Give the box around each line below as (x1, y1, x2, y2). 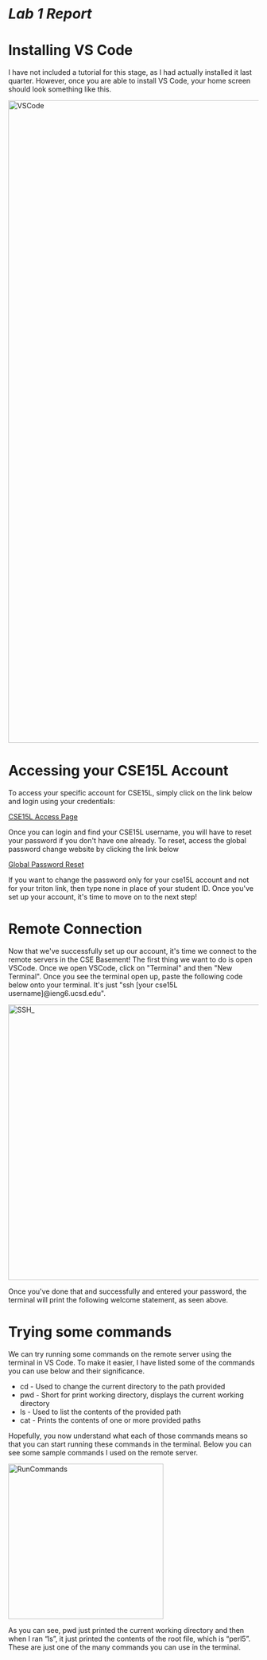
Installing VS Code (8, 41, 133, 60)
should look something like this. (8, 84, 112, 94)
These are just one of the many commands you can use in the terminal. (8, 1642, 241, 1652)
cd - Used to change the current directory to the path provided (19, 1381, 226, 1391)
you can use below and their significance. (8, 1366, 145, 1376)
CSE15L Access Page (8, 812, 78, 822)
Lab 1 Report (8, 5, 93, 23)
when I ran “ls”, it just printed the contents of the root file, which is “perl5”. (8, 1634, 251, 1643)
